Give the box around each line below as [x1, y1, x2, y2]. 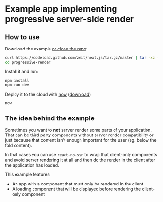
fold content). [5, 142, 33, 149]
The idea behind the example [5, 114, 95, 122]
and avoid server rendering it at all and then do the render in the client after [5, 157, 155, 163]
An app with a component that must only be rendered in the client [12, 181, 144, 187]
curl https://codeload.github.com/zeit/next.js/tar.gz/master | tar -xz [5, 55, 155, 60]
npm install [5, 78, 29, 83]
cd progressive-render [5, 60, 51, 65]
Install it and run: [5, 68, 39, 74]
